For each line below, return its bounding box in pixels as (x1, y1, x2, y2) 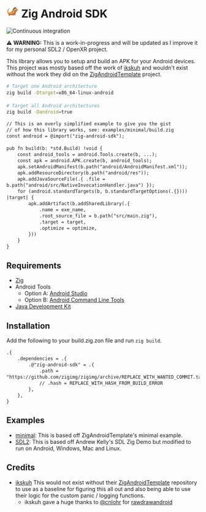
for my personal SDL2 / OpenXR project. (6, 45, 109, 53)
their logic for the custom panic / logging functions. (15, 492, 145, 499)
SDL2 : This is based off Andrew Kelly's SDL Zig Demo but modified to (15, 438, 191, 445)
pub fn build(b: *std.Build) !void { (6, 145, 103, 152)
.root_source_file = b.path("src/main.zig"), (39, 213, 158, 219)
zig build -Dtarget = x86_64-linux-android (6, 90, 114, 96)
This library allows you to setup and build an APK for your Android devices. (6, 57, 196, 64)
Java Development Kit (15, 303, 71, 310)
